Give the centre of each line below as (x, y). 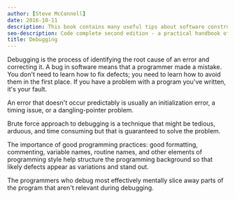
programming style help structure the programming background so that (110, 160)
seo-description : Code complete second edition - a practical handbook (114, 33)
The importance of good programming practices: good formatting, (102, 145)
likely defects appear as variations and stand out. (78, 167)
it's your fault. (27, 89)
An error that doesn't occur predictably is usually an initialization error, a (111, 103)
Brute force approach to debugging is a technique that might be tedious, (111, 124)
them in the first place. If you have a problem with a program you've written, (116, 82)
